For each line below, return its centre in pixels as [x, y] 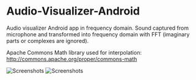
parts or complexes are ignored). [48, 41]
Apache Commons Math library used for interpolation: [74, 52]
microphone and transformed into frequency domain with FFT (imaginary [98, 34]
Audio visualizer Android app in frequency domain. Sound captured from [98, 28]
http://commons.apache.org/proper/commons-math [72, 59]
